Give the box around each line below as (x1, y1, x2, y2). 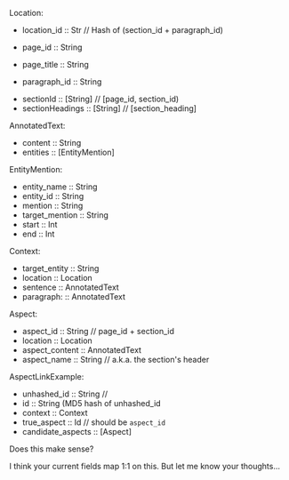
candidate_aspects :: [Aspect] (21, 427, 132, 436)
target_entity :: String (21, 263, 100, 274)
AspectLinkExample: (9, 372, 84, 381)
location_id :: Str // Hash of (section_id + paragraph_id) (21, 25, 224, 35)
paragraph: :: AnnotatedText (21, 292, 126, 301)
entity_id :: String (21, 191, 84, 201)
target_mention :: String (21, 210, 109, 220)
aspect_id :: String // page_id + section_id (21, 326, 175, 336)
